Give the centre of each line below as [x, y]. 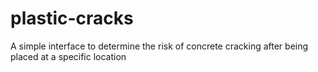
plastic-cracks [72, 18]
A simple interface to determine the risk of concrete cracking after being [159, 46]
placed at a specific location [68, 56]
